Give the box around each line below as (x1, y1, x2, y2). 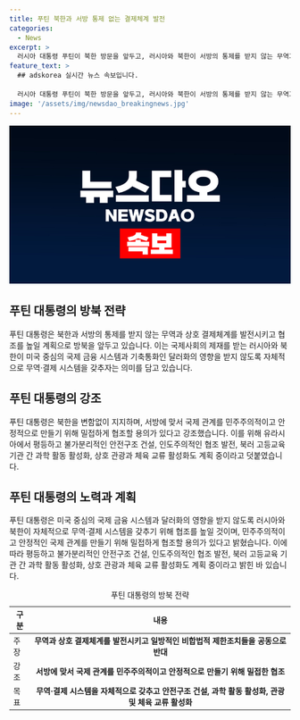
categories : (9, 23, 54, 33)
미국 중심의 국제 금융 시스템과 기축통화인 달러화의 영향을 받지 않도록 (25, 351, 262, 362)
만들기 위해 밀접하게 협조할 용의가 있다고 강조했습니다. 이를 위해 (39, 427, 262, 438)
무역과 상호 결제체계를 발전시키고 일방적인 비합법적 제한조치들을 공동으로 (34, 635, 287, 646)
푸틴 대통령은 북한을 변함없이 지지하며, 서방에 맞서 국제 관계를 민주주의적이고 (9, 416, 277, 427)
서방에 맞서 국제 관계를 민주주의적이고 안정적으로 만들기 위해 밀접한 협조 (35, 666, 286, 676)
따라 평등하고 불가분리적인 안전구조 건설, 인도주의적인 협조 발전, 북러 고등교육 (9, 548, 279, 559)
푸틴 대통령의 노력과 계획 (9, 490, 137, 505)
